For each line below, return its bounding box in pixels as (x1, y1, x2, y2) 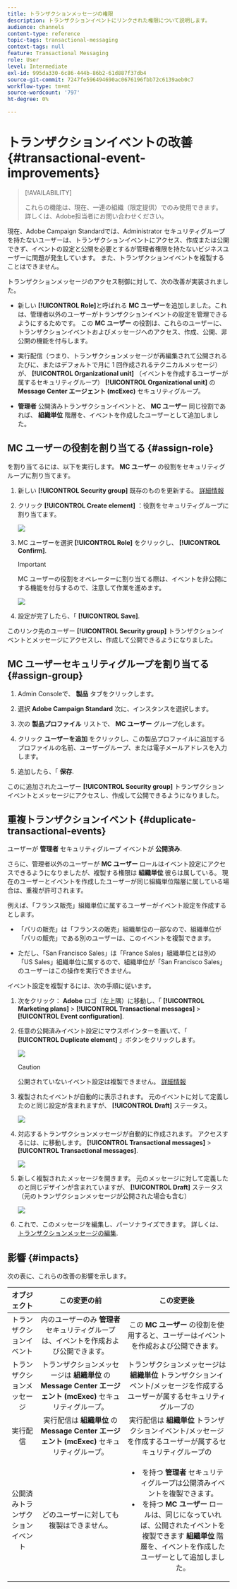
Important (17, 560, 47, 568)
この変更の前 (59, 1296, 102, 1306)
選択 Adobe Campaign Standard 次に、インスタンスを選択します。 (17, 704, 213, 713)
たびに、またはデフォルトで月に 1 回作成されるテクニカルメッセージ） (17, 360, 221, 368)
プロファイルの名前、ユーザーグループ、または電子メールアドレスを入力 (17, 743, 228, 751)
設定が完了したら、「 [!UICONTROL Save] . (17, 611, 140, 620)
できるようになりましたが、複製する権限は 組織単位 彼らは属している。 (13, 869, 221, 877)
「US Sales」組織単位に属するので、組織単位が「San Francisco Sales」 (17, 958, 226, 966)
